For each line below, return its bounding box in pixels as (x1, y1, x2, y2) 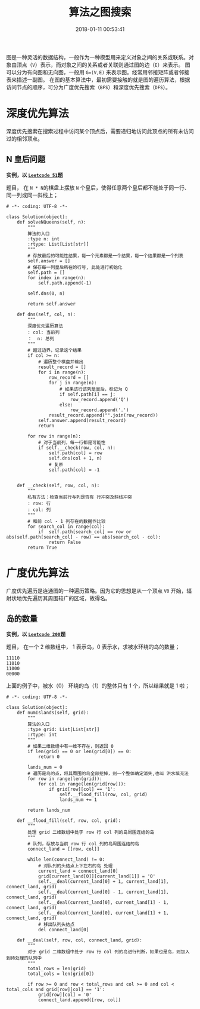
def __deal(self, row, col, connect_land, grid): (17, 937, 143, 943)
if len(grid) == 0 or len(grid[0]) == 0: (27, 748, 132, 755)
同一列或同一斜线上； (6, 191, 58, 198)
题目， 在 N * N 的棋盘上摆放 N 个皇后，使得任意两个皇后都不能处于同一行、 (6, 184, 190, 191)
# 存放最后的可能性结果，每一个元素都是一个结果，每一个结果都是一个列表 (27, 252, 183, 259)
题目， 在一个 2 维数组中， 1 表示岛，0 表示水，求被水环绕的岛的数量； (6, 643, 180, 650)
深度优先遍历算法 (27, 323, 64, 329)
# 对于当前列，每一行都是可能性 (37, 439, 106, 445)
